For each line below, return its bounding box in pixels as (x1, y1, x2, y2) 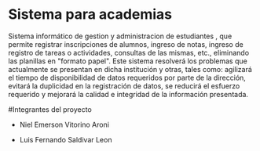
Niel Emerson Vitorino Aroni (19, 120, 110, 129)
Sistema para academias (8, 5, 173, 23)
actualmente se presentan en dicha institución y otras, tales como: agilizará (8, 64, 253, 74)
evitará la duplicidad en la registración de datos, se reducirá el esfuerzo (8, 81, 240, 91)
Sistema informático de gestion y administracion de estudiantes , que (8, 31, 233, 41)
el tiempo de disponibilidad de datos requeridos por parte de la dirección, (8, 73, 246, 82)
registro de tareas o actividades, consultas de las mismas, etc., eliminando (8, 48, 250, 57)
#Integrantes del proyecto (8, 104, 92, 114)
